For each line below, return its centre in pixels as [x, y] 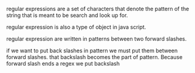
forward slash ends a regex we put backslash [63, 64]
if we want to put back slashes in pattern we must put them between [92, 50]
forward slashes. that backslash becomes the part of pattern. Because [94, 57]
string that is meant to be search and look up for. [67, 15]
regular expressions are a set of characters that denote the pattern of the [98, 9]
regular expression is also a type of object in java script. [76, 27]
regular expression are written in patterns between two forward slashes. [97, 39]
